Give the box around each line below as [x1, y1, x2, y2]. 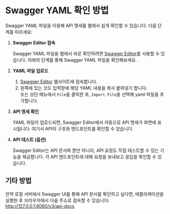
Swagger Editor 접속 [12, 39, 56, 46]
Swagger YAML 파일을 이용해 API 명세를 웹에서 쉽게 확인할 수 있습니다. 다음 [5, 22, 157, 29]
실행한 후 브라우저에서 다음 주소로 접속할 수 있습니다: [5, 197, 110, 203]
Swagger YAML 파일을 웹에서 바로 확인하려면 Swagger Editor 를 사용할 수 [12, 50, 160, 57]
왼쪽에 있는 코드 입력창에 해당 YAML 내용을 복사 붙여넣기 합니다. [20, 85, 148, 91]
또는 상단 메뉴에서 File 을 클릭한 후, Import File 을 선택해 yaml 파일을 [20, 91, 159, 97]
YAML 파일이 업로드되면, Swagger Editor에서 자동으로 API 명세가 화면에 [12, 119, 156, 125]
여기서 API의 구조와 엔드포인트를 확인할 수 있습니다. [31, 125, 133, 131]
